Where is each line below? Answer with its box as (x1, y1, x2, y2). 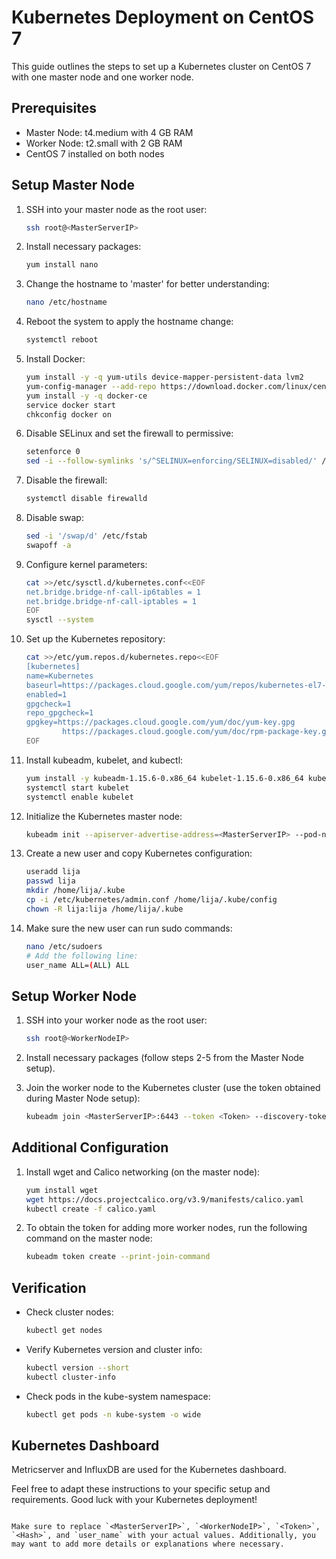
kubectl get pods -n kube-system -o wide (25, 1409, 202, 1420)
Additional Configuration (11, 1139, 169, 1156)
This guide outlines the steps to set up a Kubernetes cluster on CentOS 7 (11, 60, 312, 72)
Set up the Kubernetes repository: (25, 633, 166, 645)
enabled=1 (25, 689, 68, 700)
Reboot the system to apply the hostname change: (25, 316, 234, 328)
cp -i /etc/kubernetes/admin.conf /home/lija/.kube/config (25, 895, 278, 905)
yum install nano (25, 260, 99, 270)
